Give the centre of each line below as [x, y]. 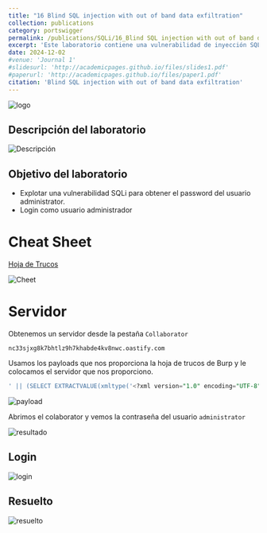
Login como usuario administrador [76, 210]
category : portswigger [46, 30]
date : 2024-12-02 [37, 53]
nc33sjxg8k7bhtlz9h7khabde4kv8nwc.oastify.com [87, 348]
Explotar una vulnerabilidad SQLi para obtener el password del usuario [135, 193]
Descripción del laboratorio [77, 129]
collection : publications [51, 23]
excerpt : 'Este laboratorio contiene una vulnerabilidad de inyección [128, 45]
